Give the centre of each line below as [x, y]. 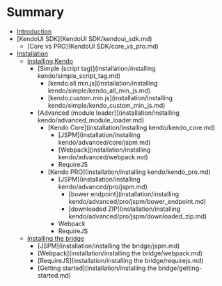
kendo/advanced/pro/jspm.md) [103, 186]
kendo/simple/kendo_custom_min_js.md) [106, 105]
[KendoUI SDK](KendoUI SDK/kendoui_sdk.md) [84, 38]
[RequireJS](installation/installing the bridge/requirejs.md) [120, 260]
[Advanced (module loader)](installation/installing [109, 113]
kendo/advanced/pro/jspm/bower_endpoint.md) [137, 201]
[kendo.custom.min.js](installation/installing [110, 97]
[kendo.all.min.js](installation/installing [103, 83]
